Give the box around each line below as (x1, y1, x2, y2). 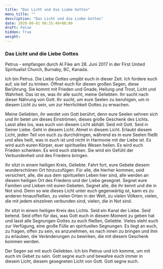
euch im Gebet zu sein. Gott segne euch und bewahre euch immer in (5, 253, 143, 259)
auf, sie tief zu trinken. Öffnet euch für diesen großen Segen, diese (5, 81, 139, 87)
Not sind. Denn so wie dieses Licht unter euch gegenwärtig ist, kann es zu (5, 188, 154, 194)
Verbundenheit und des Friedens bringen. (5, 153, 89, 159)
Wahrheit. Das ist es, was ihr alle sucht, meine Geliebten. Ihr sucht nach (5, 91, 149, 97)
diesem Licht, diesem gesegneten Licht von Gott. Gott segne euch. (5, 258, 139, 264)
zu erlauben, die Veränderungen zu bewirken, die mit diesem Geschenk (5, 233, 149, 239)
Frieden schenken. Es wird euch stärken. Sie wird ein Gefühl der (5, 147, 134, 153)
